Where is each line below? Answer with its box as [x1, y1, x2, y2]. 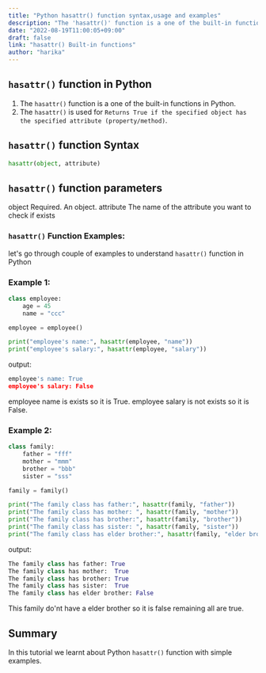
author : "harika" [8, 48, 66, 56]
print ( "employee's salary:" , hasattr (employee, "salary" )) [8, 345, 207, 353]
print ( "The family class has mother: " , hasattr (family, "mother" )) [8, 508, 239, 516]
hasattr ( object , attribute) [8, 159, 101, 167]
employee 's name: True [8, 375, 83, 383]
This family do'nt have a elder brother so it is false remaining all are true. [8, 603, 244, 614]
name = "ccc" [22, 310, 66, 317]
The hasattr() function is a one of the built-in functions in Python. [19, 98, 236, 108]
